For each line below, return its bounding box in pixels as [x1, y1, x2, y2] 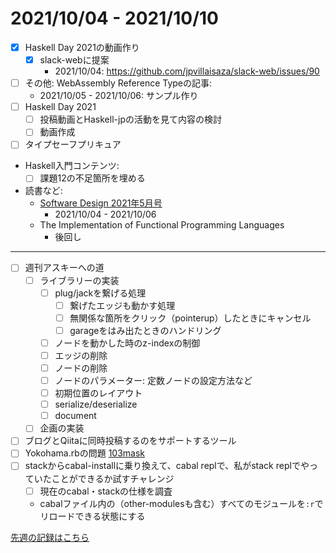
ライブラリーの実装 [39, 274, 120, 286]
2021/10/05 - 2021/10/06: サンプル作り [39, 90, 199, 102]
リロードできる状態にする [39, 510, 146, 522]
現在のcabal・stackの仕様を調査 [39, 485, 173, 497]
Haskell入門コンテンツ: [24, 160, 120, 172]
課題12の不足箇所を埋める [39, 172, 146, 184]
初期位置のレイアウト [54, 387, 143, 399]
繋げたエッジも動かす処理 [69, 299, 176, 311]
